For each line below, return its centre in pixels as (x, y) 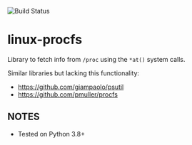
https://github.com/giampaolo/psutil (71, 87)
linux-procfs (45, 40)
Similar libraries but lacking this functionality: (74, 73)
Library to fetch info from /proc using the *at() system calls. (96, 59)
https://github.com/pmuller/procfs (67, 94)
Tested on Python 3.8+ (51, 134)
